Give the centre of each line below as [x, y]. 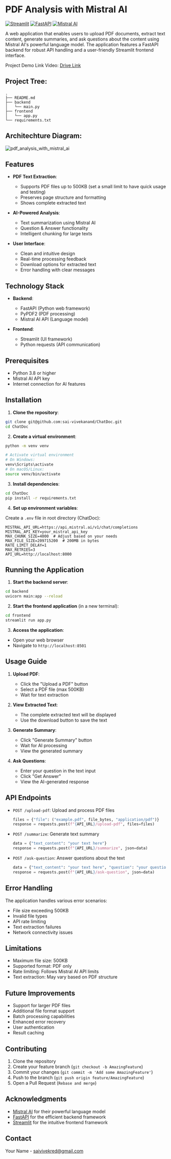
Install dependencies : [36, 484]
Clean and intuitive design [48, 254]
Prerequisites [27, 361]
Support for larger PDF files [41, 1006]
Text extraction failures [37, 927]
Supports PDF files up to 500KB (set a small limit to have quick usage [93, 187]
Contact [18, 1139]
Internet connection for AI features [49, 384]
